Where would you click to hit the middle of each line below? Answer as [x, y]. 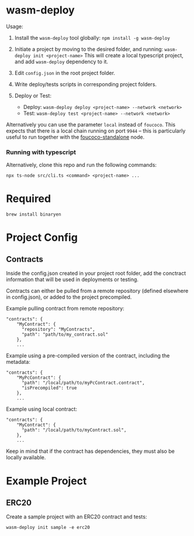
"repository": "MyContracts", [58, 330]
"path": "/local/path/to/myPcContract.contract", [83, 383]
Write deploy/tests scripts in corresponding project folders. [85, 84]
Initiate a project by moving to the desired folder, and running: [89, 49]
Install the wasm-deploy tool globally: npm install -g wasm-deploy [92, 37]
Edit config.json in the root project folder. [65, 73]
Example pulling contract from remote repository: [65, 309]
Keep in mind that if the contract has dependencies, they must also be [91, 451]
